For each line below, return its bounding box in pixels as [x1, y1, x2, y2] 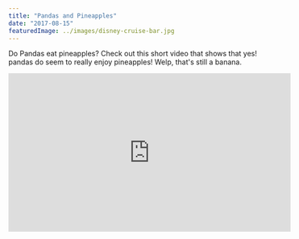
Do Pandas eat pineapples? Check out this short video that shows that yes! [8, 49, 258, 59]
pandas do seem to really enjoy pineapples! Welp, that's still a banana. [8, 57, 242, 67]
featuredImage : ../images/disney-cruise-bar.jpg [8, 27, 175, 35]
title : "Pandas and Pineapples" [8, 11, 117, 20]
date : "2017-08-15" [8, 19, 74, 27]
